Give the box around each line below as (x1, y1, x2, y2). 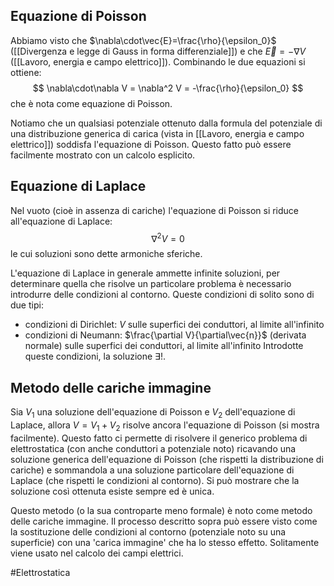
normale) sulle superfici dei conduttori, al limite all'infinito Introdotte (24, 340, 304, 352)
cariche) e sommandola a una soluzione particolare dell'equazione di (10, 464, 295, 476)
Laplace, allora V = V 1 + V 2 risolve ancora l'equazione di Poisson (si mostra (10, 419, 320, 433)
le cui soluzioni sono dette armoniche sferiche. (10, 248, 203, 260)
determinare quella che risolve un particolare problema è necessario (10, 278, 292, 290)
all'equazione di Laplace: (10, 215, 113, 227)
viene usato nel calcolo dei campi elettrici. (10, 547, 184, 559)
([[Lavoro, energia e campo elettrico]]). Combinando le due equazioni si (10, 55, 306, 68)
